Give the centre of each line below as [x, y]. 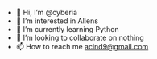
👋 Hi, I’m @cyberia [47, 12]
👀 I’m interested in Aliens [57, 21]
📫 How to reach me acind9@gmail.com [82, 47]
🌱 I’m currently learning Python [67, 29]
